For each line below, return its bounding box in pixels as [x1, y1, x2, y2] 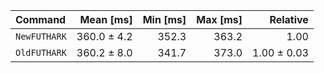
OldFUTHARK [15, 47, 67, 58]
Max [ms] [196, 13, 243, 26]
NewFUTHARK [15, 31, 67, 42]
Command [15, 13, 67, 26]
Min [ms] [142, 13, 187, 26]
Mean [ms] [79, 13, 133, 26]
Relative [269, 13, 309, 26]
